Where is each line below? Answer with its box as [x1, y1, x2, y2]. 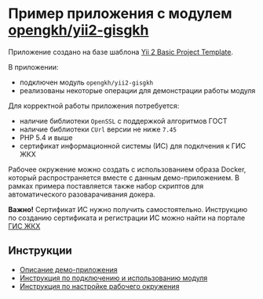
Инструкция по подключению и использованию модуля [19, 273, 208, 283]
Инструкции [8, 244, 72, 258]
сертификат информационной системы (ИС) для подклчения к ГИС [19, 141, 246, 150]
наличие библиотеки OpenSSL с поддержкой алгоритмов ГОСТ [19, 116, 228, 125]
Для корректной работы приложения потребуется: [8, 101, 180, 110]
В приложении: [8, 62, 59, 71]
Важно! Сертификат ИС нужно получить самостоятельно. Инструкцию [8, 204, 248, 214]
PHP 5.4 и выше [19, 132, 73, 142]
